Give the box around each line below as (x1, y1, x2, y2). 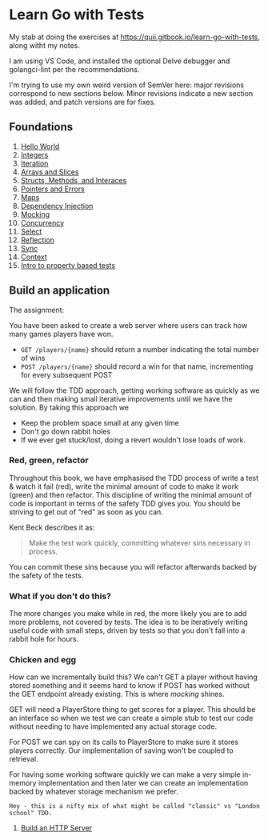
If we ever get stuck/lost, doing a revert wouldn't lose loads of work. (20, 434, 246, 445)
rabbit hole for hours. (9, 634, 79, 644)
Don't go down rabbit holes (20, 426, 111, 436)
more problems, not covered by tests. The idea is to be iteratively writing (9, 618, 249, 627)
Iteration (20, 158, 49, 168)
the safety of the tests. (9, 570, 84, 580)
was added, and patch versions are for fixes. (9, 97, 156, 106)
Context (20, 252, 47, 262)
